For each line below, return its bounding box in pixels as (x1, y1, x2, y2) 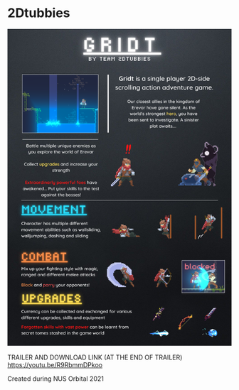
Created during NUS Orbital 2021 (7, 374, 105, 383)
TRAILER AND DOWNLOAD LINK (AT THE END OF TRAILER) (7, 353, 183, 362)
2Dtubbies (7, 5, 70, 21)
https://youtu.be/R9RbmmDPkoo (7, 360, 103, 369)
